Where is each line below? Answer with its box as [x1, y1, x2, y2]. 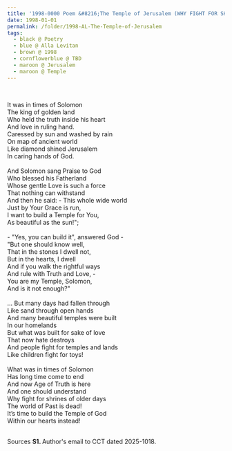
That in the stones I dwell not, [7, 247, 91, 256]
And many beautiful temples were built [7, 313, 117, 322]
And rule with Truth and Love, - [7, 269, 96, 277]
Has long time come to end [7, 372, 84, 380]
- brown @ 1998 [13, 49, 57, 56]
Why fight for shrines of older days [7, 394, 106, 403]
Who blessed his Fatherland [7, 174, 87, 182]
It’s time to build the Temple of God [7, 409, 107, 417]
